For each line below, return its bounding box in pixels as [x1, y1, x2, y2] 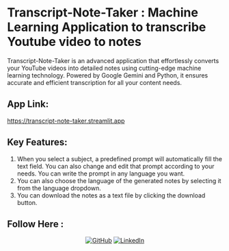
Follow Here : [7, 218, 64, 230]
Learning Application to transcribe [7, 19, 206, 35]
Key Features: [7, 136, 68, 148]
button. [16, 198, 38, 206]
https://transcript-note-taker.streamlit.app [7, 117, 125, 125]
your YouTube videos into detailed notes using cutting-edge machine [7, 64, 202, 72]
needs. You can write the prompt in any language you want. [16, 169, 185, 178]
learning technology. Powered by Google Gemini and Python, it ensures [7, 71, 208, 80]
